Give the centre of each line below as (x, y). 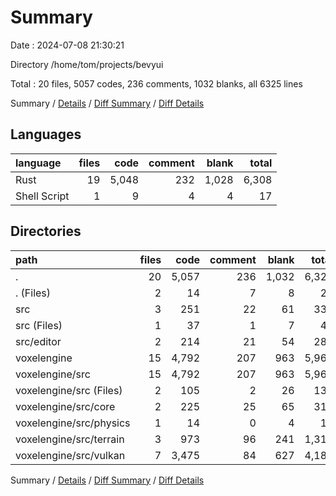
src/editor (38, 341)
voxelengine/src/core (65, 406)
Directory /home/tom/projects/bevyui (87, 64)
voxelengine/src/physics (73, 423)
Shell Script (42, 196)
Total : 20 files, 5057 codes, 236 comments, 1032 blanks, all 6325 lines (156, 83)
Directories (46, 231)
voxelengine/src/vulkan (70, 455)
